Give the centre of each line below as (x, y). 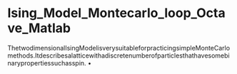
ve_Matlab (39, 28)
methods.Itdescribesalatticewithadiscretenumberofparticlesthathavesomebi (118, 55)
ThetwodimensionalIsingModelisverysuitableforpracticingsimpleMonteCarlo (119, 48)
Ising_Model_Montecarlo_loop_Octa (117, 13)
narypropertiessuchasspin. (47, 63)
